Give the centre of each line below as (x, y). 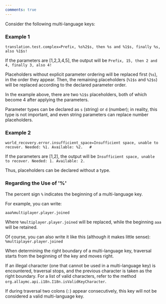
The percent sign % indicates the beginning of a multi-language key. (74, 194)
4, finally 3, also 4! (28, 65)
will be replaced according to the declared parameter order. (66, 85)
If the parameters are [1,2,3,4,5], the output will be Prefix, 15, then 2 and (81, 60)
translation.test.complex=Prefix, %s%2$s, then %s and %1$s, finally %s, (83, 47)
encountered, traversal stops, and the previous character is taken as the (79, 271)
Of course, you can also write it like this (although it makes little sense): (78, 237)
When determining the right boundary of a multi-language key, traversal (79, 251)
